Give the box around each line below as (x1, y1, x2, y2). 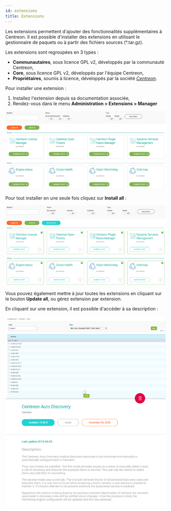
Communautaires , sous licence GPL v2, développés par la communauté (12, 59, 164, 65)
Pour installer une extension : (5, 85, 67, 91)
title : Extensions (5, 13, 44, 19)
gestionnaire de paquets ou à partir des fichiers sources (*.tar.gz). (5, 39, 144, 45)
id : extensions (5, 8, 38, 13)
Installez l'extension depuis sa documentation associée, (12, 95, 130, 101)
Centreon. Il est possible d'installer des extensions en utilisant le (5, 34, 140, 40)
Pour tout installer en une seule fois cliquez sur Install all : (5, 195, 127, 201)
